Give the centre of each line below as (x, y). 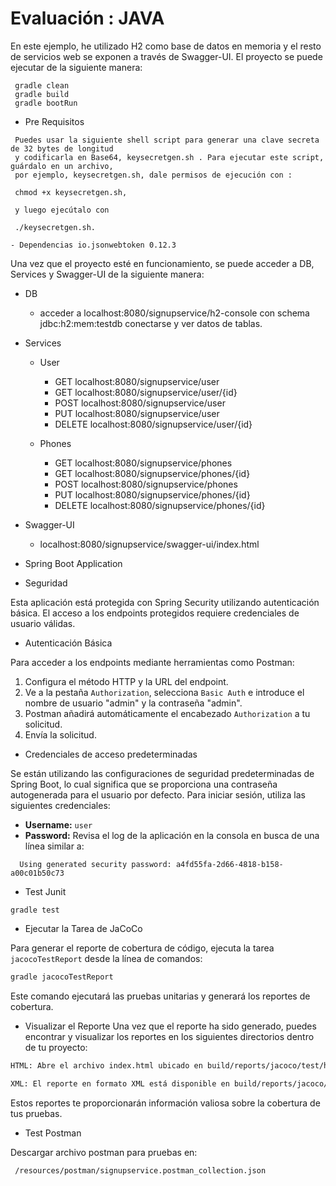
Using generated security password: (95, 864)
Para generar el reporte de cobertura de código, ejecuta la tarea (142, 948)
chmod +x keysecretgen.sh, (71, 192)
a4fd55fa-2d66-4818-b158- (229, 864)
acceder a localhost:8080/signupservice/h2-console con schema (174, 313)
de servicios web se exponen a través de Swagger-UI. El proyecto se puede (166, 56)
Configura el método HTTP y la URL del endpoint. (126, 681)
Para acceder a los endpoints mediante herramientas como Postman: (152, 662)
